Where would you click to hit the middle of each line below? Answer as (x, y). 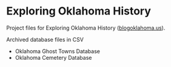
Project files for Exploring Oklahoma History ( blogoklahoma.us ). (86, 28)
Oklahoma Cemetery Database (53, 57)
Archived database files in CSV (45, 39)
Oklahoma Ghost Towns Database (57, 51)
